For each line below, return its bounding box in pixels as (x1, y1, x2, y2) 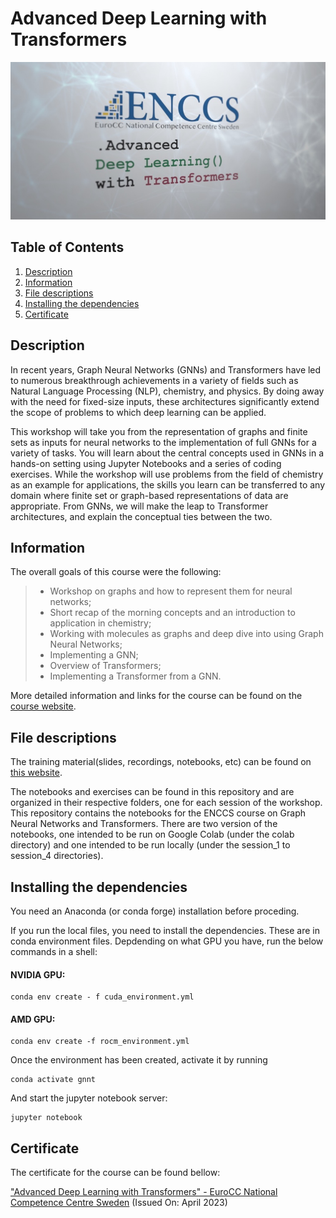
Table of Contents (10, 239, 125, 256)
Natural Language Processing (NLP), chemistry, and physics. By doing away (10, 385, 325, 397)
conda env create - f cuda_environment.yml (10, 992, 195, 1002)
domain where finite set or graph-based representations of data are (10, 489, 289, 501)
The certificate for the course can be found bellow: (10, 1167, 221, 1179)
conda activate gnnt (10, 1075, 97, 1085)
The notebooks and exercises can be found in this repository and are (10, 786, 295, 798)
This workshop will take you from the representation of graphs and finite (10, 425, 308, 437)
